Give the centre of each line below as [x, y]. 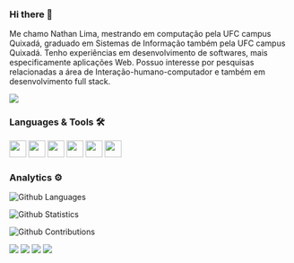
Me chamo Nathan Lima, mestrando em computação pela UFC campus [140, 34]
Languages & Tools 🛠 [57, 122]
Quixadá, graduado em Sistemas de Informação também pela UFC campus [147, 43]
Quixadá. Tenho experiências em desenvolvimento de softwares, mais [138, 53]
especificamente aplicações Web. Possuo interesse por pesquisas [132, 63]
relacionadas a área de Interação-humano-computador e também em [138, 72]
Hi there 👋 [31, 14]
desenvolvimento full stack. [60, 82]
